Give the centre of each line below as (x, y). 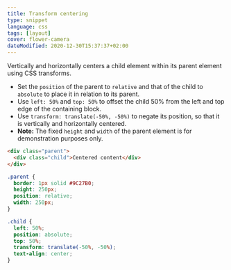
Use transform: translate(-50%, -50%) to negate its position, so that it (118, 116)
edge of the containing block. (59, 109)
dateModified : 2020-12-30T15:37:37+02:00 (68, 46)
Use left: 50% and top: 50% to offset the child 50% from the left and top (121, 101)
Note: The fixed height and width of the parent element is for (104, 131)
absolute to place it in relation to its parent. (78, 94)
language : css (28, 26)
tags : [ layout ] (29, 33)
